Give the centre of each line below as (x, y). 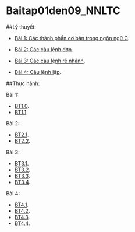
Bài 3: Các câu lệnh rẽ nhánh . (50, 61)
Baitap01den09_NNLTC (63, 11)
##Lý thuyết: (21, 27)
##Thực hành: (23, 83)
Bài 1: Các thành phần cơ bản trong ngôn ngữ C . (72, 38)
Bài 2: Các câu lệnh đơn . (44, 49)
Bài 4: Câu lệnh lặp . (38, 72)
